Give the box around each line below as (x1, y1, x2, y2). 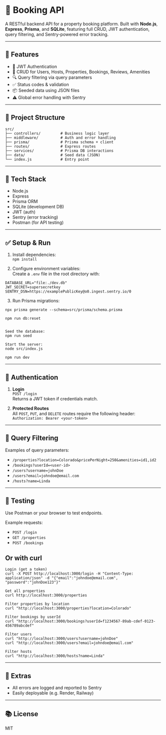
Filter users (5, 632, 32, 637)
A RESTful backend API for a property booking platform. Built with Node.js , (5, 21, 158, 27)
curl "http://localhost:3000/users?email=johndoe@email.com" (5, 640, 134, 645)
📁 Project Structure (5, 113, 65, 122)
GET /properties (12, 535, 46, 540)
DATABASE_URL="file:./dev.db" (5, 281, 68, 286)
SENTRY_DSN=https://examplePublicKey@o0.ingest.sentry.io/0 (5, 289, 132, 294)
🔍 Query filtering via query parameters (12, 74, 92, 80)
